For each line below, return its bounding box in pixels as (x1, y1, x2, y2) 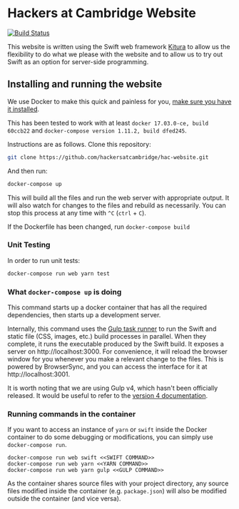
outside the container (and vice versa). (7, 494, 121, 503)
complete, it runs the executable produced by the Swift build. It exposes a (7, 339, 225, 348)
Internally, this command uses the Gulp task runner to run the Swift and (7, 324, 217, 333)
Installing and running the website (7, 78, 163, 91)
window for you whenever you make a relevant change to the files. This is (7, 354, 224, 363)
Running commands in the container (7, 408, 136, 418)
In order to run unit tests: (7, 256, 81, 264)
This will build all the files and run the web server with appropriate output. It (7, 193, 230, 202)
